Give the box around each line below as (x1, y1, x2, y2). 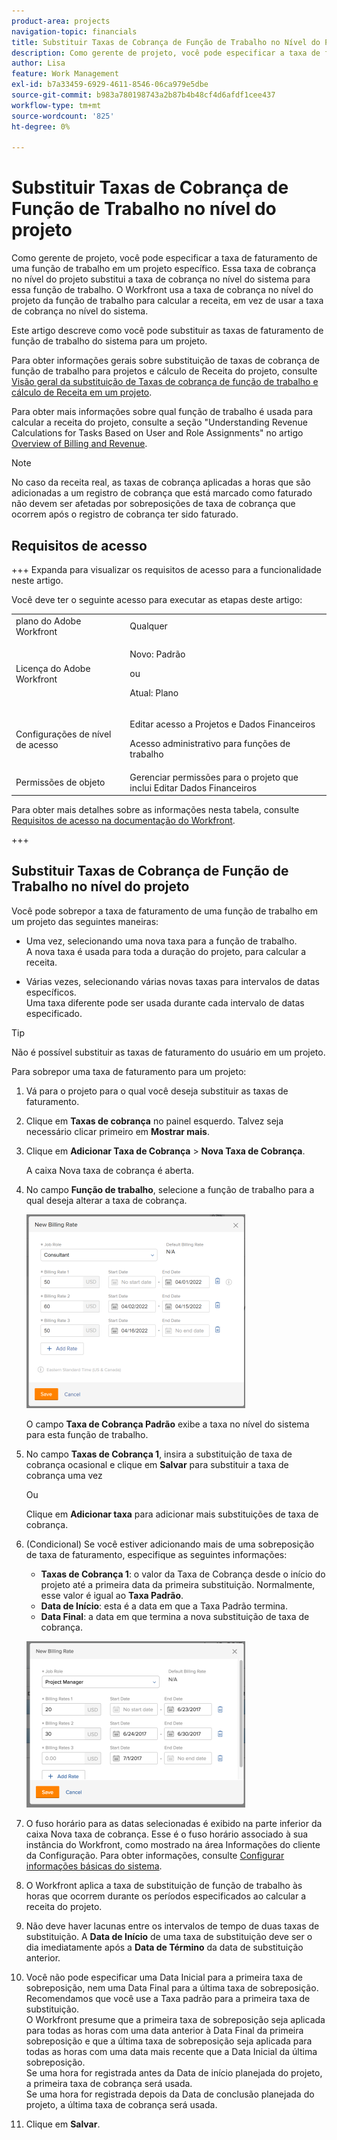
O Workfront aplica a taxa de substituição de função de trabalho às (25, 1879, 303, 1891)
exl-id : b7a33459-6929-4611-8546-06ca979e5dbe (11, 80, 209, 90)
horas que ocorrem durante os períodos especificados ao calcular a (25, 1890, 307, 1902)
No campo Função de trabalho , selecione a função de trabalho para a (25, 1183, 315, 1195)
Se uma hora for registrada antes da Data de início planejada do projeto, (25, 2066, 323, 2079)
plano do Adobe (15, 615, 82, 627)
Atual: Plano (129, 687, 179, 699)
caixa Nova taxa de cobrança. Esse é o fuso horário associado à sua (25, 1828, 309, 1840)
